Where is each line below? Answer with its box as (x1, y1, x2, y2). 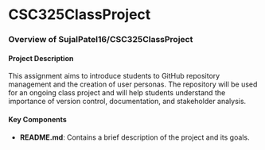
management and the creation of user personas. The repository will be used (8, 79, 258, 89)
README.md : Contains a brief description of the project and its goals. (19, 133, 250, 142)
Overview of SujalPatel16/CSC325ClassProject (8, 34, 193, 45)
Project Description (8, 53, 74, 63)
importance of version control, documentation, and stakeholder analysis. (8, 97, 247, 106)
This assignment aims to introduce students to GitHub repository (8, 71, 220, 81)
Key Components (8, 114, 68, 124)
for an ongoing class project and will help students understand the (8, 88, 226, 98)
